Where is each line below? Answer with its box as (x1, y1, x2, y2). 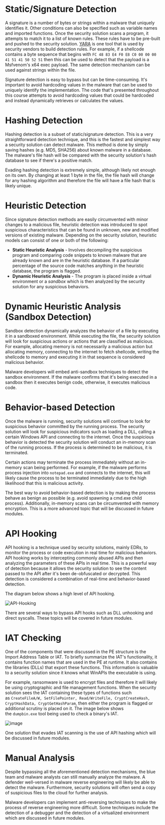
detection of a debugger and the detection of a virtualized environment (5, 810, 149, 816)
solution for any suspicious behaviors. (12, 283, 90, 289)
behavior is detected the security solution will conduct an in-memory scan (5, 439, 156, 445)
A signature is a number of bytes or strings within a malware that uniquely (5, 20, 155, 26)
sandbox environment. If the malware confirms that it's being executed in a (5, 374, 157, 380)
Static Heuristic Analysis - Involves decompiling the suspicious (12, 247, 142, 253)
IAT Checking (5, 632, 62, 643)
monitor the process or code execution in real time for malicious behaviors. (5, 550, 158, 555)
